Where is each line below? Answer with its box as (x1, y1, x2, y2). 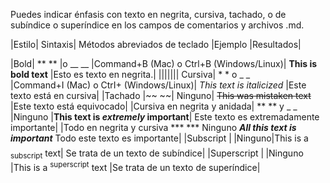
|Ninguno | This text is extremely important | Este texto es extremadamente (10, 111, 320, 123)
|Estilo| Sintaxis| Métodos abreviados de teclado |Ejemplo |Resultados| (10, 39, 302, 50)
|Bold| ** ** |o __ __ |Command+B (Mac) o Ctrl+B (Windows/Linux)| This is (10, 58, 318, 69)
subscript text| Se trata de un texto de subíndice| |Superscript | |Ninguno (10, 147, 304, 161)
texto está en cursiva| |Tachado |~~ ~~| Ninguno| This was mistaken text (10, 90, 312, 101)
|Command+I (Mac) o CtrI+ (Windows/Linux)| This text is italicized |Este (10, 79, 307, 91)
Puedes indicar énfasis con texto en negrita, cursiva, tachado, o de (10, 9, 287, 20)
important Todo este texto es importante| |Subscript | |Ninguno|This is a (10, 132, 309, 144)
